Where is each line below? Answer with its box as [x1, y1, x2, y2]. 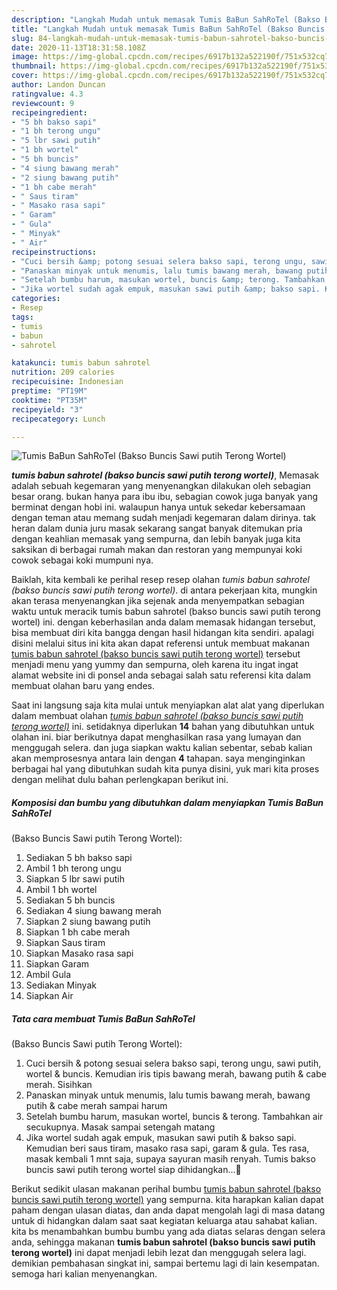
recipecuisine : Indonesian [11, 377, 124, 387]
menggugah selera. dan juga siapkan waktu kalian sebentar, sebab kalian [11, 742, 313, 754]
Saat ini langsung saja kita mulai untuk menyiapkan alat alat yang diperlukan [11, 699, 325, 711]
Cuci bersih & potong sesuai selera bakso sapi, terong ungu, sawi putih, [25, 1057, 322, 1070]
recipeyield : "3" [11, 404, 84, 415]
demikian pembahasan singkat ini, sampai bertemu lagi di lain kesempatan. [11, 1257, 320, 1270]
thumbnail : [11, 61, 57, 71]
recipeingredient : [11, 107, 88, 118]
